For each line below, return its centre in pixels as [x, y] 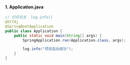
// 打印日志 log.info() [29, 17]
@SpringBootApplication [29, 26]
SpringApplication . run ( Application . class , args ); [74, 40]
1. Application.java [24, 7]
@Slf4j [12, 22]
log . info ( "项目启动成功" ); [48, 49]
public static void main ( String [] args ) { [58, 35]
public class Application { [34, 31]
